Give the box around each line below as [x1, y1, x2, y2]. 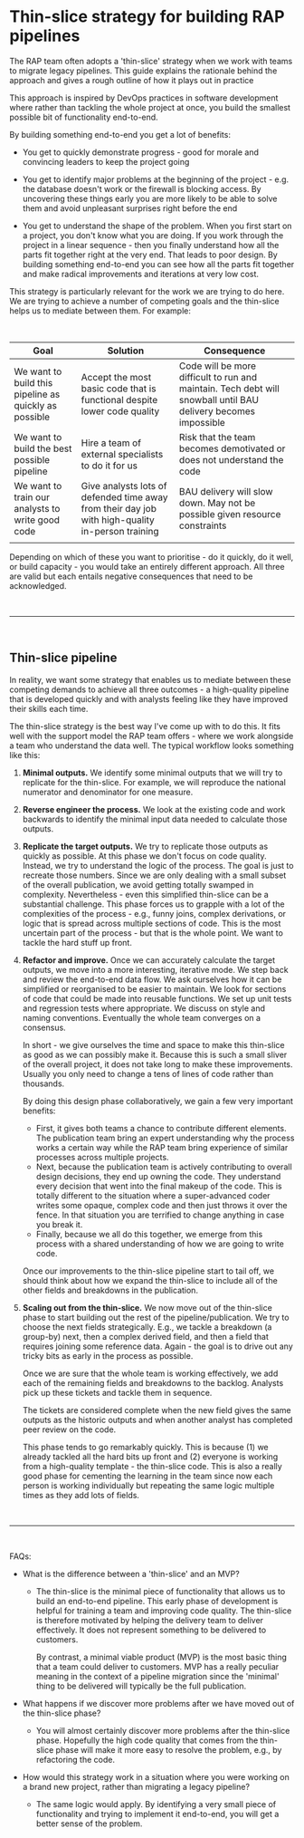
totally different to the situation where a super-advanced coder [35, 1189, 271, 1201]
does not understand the [179, 453, 284, 466]
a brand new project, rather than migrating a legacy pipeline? [22, 1781, 251, 1792]
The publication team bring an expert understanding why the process [35, 1132, 295, 1143]
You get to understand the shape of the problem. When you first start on [22, 220, 292, 231]
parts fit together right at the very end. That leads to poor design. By [22, 249, 278, 260]
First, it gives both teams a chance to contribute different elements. [35, 1122, 287, 1133]
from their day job [81, 502, 157, 515]
